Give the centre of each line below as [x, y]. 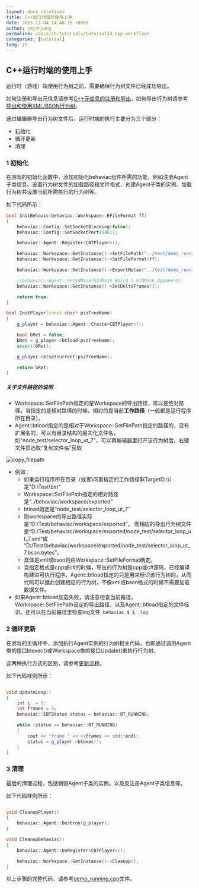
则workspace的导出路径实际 [58, 517]
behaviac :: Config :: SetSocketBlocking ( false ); [74, 226]
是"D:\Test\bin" [42, 487]
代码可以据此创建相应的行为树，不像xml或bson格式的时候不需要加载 [107, 582]
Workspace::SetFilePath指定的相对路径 [71, 495]
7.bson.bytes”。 [43, 553]
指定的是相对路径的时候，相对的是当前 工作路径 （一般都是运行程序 [111, 411]
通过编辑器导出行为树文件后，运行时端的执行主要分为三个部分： [84, 118]
